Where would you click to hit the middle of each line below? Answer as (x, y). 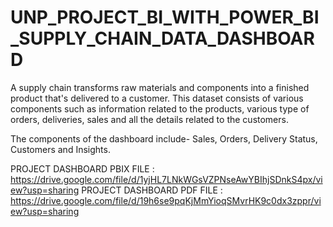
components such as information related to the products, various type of (160, 108)
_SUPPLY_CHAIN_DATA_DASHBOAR (162, 38)
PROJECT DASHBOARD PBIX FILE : (82, 168)
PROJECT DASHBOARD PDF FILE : (152, 190)
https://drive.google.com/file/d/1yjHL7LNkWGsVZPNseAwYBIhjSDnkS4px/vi (166, 179)
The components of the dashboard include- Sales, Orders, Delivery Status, (164, 138)
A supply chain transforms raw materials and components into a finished (160, 87)
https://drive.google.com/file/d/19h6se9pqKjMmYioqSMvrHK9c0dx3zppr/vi (166, 200)
